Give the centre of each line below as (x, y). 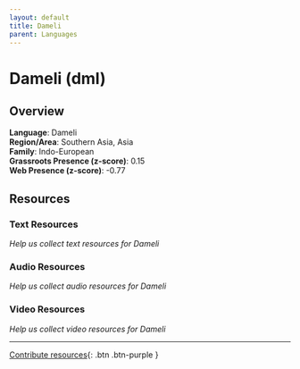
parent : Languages (43, 34)
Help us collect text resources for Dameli (84, 244)
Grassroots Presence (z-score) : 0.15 (77, 161)
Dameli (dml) (58, 78)
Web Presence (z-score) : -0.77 (68, 171)
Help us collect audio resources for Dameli (88, 286)
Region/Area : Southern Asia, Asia (71, 142)
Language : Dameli (43, 133)
